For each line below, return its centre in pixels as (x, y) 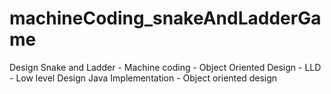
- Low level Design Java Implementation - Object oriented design (143, 78)
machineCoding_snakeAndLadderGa (165, 18)
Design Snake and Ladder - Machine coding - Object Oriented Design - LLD (165, 67)
